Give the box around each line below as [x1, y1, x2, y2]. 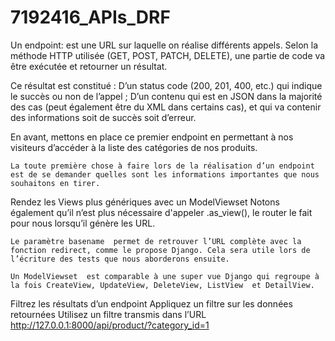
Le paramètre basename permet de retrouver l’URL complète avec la [10, 236, 302, 246]
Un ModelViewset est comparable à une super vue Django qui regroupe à [10, 271, 320, 281]
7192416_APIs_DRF [10, 6, 171, 29]
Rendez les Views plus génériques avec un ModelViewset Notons [10, 196, 280, 208]
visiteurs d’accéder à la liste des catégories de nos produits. [10, 141, 258, 153]
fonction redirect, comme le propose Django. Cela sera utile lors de [10, 245, 311, 255]
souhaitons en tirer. [10, 178, 101, 188]
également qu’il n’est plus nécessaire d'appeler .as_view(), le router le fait [10, 206, 313, 218]
